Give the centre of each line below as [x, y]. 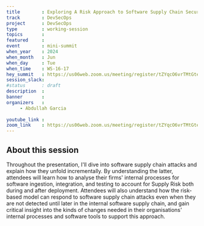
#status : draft [34, 86]
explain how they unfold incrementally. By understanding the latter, [90, 171]
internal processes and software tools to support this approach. [86, 216]
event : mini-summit [42, 46]
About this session [42, 150]
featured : [25, 40]
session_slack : [25, 80]
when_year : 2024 [32, 52]
